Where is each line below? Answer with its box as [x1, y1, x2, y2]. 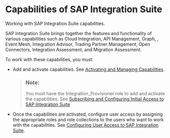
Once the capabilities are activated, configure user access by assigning [12, 111, 163, 118]
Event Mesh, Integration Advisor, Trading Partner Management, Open [5, 41, 151, 47]
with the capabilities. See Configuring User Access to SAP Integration [12, 122, 159, 128]
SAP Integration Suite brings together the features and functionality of [5, 30, 152, 36]
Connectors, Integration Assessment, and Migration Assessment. [5, 46, 142, 52]
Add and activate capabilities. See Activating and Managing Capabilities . [12, 66, 165, 72]
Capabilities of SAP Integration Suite [5, 4, 162, 15]
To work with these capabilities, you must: [5, 56, 94, 62]
